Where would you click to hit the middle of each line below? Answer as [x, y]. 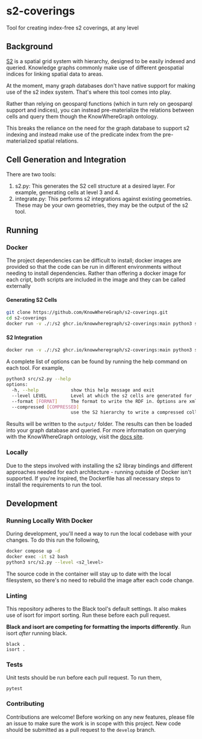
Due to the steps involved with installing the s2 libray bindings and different [99, 465]
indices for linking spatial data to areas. [55, 74]
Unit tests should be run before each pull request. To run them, [84, 678]
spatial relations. [59, 141]
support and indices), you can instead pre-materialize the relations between [100, 110]
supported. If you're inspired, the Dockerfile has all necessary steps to [93, 478]
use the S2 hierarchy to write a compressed [127, 412]
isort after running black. [37, 633]
